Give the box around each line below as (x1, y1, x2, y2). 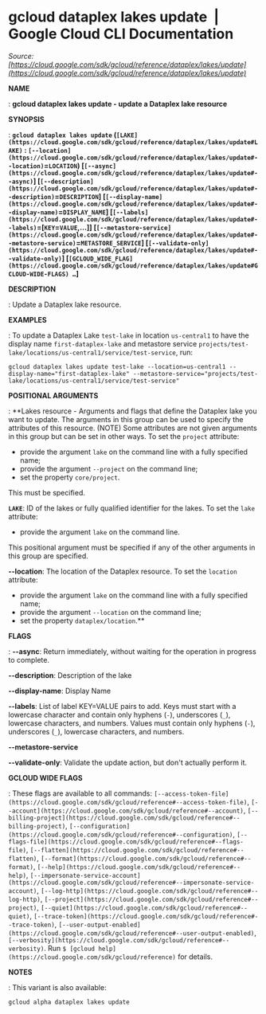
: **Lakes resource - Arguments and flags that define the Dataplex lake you (8, 406, 257, 416)
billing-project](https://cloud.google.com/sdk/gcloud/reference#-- (8, 813, 241, 822)
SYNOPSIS (8, 114, 45, 123)
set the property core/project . (19, 472, 120, 482)
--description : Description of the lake (8, 670, 132, 680)
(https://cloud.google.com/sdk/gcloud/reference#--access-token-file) (8, 798, 248, 806)
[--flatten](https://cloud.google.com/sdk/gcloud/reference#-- (29, 846, 244, 854)
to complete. (8, 655, 50, 664)
